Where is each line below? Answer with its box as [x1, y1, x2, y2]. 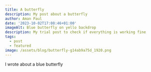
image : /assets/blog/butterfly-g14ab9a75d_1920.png [5, 48, 111, 53]
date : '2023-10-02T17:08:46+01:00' [5, 20, 77, 26]
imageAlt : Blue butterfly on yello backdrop [5, 25, 96, 30]
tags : [5, 35, 16, 39]
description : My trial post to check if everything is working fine [5, 30, 146, 35]
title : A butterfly [5, 7, 45, 12]
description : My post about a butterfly [5, 12, 88, 17]
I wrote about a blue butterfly [5, 61, 63, 67]
